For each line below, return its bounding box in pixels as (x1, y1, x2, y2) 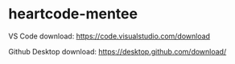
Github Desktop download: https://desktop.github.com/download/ (8, 46, 227, 56)
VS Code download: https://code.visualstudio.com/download (8, 31, 211, 41)
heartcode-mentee (8, 5, 138, 23)
